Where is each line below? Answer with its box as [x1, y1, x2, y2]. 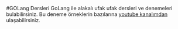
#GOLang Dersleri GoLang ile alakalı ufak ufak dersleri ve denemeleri [6, 5, 173, 11]
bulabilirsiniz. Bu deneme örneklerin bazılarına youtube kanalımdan [6, 11, 168, 18]
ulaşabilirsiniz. [6, 17, 41, 23]
